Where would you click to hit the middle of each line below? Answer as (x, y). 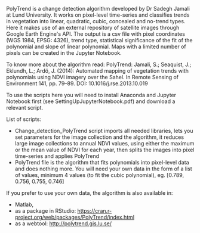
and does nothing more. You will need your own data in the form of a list (103, 169)
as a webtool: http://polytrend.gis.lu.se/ (63, 223)
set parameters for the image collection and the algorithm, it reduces (99, 137)
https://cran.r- (95, 211)
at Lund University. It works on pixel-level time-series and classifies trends (98, 15)
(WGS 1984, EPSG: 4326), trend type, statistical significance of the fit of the (99, 40)
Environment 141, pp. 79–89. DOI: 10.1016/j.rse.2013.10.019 (77, 83)
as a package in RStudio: (45, 211)
